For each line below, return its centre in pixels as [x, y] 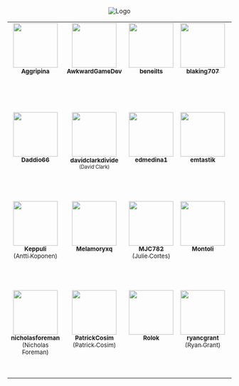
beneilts [152, 71]
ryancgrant [203, 338]
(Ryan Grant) [203, 345]
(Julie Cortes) [151, 256]
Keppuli [36, 249]
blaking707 [203, 71]
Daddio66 [35, 160]
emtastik [203, 160]
